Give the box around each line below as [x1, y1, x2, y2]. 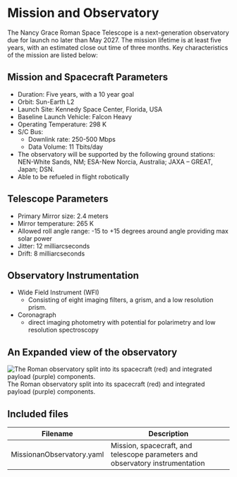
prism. [28, 303, 47, 312]
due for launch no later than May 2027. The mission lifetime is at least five [7, 35, 221, 44]
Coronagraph [17, 310, 56, 319]
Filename [41, 429, 73, 438]
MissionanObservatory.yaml [11, 449, 104, 459]
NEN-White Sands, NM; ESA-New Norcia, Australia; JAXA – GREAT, [17, 157, 213, 166]
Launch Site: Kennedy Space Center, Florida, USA [17, 104, 163, 114]
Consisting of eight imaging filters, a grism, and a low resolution [28, 296, 214, 304]
